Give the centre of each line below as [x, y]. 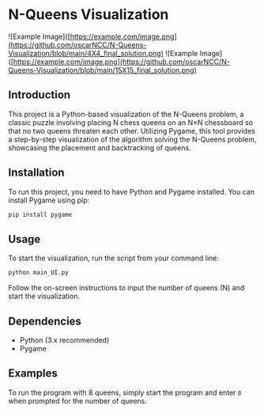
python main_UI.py [38, 273]
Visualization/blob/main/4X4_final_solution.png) [86, 53]
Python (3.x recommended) [64, 340]
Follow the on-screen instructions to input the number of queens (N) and [126, 288]
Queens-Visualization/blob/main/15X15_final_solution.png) [103, 70]
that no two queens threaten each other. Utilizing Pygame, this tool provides [132, 131]
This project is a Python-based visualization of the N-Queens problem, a [126, 114]
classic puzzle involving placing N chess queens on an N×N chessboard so [131, 122]
